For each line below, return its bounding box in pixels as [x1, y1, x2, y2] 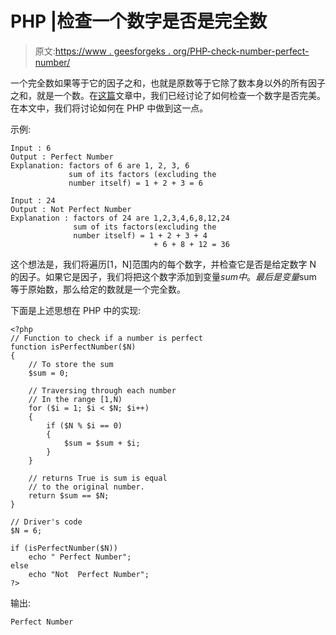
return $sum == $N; [28, 490, 110, 501]
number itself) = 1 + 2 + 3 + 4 [73, 230, 208, 241]
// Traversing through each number [28, 385, 177, 396]
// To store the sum [28, 359, 114, 369]
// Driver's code [10, 517, 83, 527]
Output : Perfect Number [10, 152, 114, 162]
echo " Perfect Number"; [28, 552, 132, 562]
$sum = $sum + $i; [63, 438, 141, 448]
